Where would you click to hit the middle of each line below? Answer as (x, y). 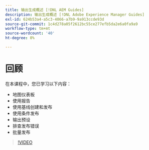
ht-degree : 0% (20, 38)
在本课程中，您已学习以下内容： (38, 84)
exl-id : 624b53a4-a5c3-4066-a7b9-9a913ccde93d (55, 19)
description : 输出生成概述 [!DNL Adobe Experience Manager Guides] (75, 15)
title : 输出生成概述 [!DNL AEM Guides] (45, 10)
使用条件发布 (26, 113)
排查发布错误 (26, 126)
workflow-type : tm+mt (28, 29)
